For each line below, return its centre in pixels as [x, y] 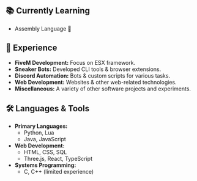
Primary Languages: [41, 126]
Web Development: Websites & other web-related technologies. [95, 82]
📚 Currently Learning [48, 11]
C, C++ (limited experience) [59, 172]
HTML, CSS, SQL [45, 152]
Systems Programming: [45, 165]
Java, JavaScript [45, 139]
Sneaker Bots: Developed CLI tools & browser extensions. [88, 69]
